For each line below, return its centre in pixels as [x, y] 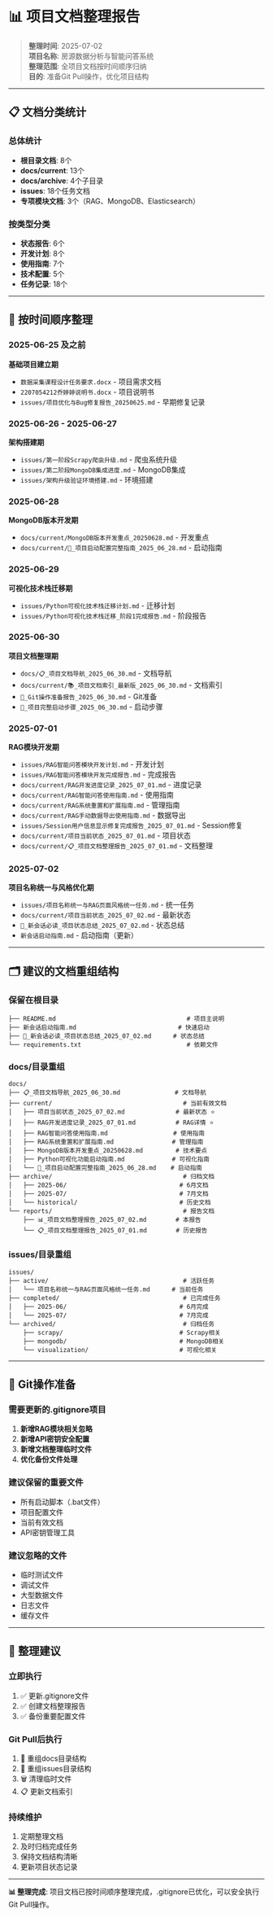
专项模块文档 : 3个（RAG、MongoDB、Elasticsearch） [110, 201]
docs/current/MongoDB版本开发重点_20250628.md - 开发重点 [115, 537]
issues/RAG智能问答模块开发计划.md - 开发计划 [92, 764]
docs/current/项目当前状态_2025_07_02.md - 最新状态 [105, 915]
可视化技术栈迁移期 [41, 588]
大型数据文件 [41, 1595]
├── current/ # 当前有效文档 [118, 1104]
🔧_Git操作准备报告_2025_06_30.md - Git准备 [88, 696]
